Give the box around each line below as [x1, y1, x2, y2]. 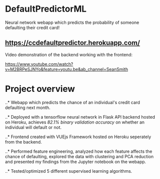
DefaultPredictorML [5, 3, 87, 15]
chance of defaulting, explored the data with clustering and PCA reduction [5, 153, 154, 159]
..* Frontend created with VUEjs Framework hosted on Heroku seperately [5, 134, 152, 140]
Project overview [5, 83, 75, 94]
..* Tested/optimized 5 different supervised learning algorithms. [5, 168, 132, 174]
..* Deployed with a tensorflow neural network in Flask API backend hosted [5, 114, 155, 120]
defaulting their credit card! [5, 24, 60, 30]
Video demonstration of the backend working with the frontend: [5, 52, 133, 57]
